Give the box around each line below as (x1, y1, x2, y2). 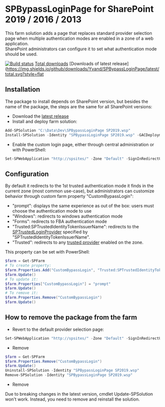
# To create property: (5, 263, 52, 268)
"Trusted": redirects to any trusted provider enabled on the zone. (12, 240, 144, 246)
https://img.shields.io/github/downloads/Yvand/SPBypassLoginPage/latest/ (6, 65, 160, 72)
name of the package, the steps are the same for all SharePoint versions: (5, 103, 152, 109)
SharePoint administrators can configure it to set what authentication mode (5, 46, 157, 52)
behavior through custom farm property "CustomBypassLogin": (5, 193, 134, 199)
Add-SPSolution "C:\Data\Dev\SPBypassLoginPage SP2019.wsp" (5, 128, 131, 133)
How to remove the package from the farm (5, 313, 137, 322)
